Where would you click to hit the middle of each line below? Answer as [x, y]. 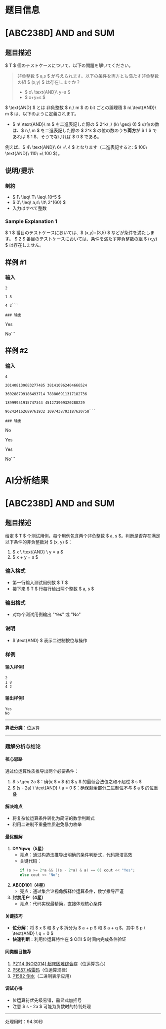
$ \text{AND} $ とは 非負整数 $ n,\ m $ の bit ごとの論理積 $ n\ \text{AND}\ [81, 108]
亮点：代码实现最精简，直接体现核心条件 [61, 904]
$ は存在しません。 [24, 245]
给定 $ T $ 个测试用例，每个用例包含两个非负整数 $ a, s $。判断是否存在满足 [83, 536]
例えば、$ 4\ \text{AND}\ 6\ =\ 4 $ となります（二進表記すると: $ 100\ [76, 147]
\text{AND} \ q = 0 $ [33, 933]
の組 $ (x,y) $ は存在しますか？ [49, 82]
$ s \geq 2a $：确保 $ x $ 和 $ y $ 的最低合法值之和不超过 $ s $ [77, 782]
